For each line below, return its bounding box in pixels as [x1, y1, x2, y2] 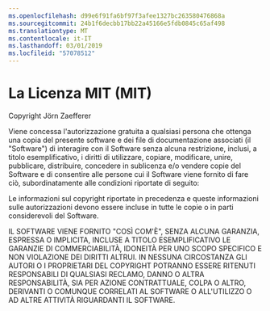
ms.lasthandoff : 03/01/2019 [8, 42, 103, 50]
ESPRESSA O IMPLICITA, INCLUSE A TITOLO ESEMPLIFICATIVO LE [8, 235, 231, 245]
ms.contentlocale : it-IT [8, 34, 92, 43]
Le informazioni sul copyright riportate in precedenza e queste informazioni [8, 193, 260, 203]
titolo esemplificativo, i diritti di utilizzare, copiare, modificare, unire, [8, 152, 234, 162]
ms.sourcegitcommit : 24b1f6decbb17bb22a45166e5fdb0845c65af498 [8, 19, 226, 27]
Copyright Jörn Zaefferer [8, 111, 91, 120]
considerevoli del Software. [8, 211, 99, 221]
